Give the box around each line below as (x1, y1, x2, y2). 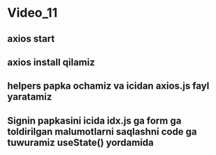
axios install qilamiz (7, 56, 96, 68)
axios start (7, 33, 55, 45)
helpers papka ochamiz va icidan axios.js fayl (7, 80, 210, 92)
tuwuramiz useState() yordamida (7, 136, 154, 148)
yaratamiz (7, 91, 52, 103)
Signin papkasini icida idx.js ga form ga (7, 115, 182, 126)
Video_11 (7, 5, 58, 21)
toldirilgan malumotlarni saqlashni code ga (7, 126, 197, 138)
